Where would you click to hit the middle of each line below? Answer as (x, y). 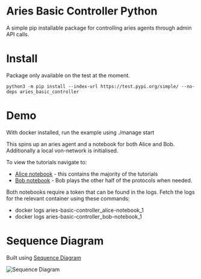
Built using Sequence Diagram (44, 257)
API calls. (18, 34)
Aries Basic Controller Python (82, 11)
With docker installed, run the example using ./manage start (80, 132)
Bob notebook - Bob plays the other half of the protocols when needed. (104, 180)
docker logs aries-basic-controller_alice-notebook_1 (79, 210)
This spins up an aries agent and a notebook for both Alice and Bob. (91, 144)
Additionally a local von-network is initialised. (62, 150)
